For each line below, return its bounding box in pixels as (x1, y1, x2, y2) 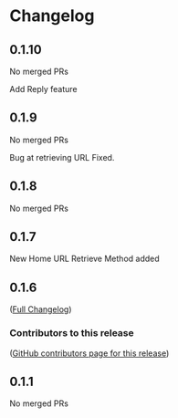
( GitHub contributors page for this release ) (9, 348, 170, 359)
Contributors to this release (9, 327, 134, 340)
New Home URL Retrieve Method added (9, 253, 160, 265)
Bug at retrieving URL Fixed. (9, 152, 115, 162)
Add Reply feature (9, 84, 78, 94)
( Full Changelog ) (9, 304, 72, 315)
